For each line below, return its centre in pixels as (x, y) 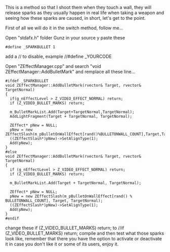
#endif (12, 219)
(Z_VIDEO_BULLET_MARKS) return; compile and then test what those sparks (85, 233)
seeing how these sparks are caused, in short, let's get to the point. (75, 18)
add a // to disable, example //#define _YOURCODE (59, 56)
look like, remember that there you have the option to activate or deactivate (84, 239)
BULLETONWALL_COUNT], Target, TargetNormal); (54, 201)
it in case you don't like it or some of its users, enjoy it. (62, 244)
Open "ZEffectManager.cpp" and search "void (53, 66)
